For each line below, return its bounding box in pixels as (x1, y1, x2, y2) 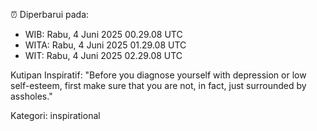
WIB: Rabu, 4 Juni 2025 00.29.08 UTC (24, 29, 183, 40)
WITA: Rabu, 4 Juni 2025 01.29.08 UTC (24, 39, 187, 51)
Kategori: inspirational (10, 110, 101, 121)
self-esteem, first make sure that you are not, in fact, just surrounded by (10, 80, 307, 91)
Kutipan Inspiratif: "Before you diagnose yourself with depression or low (10, 69, 307, 81)
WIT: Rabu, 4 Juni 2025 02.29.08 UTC (24, 50, 183, 61)
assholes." (10, 90, 53, 102)
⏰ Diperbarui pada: (10, 9, 90, 20)
